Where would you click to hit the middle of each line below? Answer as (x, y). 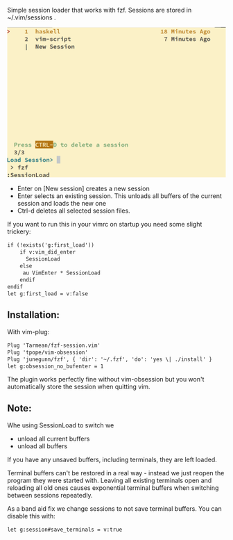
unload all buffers (42, 446)
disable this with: (31, 516)
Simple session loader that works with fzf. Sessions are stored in (100, 10)
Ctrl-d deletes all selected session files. (74, 211)
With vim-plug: (28, 332)
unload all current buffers (53, 439)
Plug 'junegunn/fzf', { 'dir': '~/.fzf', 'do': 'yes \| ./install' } (110, 359)
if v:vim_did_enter (48, 252)
